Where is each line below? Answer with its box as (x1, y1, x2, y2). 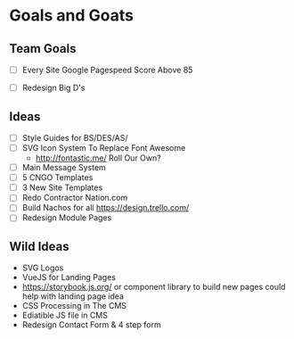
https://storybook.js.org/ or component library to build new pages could (21, 282, 286, 293)
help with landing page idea (21, 291, 125, 302)
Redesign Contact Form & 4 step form (21, 319, 162, 330)
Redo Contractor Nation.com (21, 193, 128, 203)
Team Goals (9, 41, 77, 56)
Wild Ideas (9, 238, 69, 254)
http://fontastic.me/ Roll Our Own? (35, 153, 162, 163)
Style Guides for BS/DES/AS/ (21, 132, 128, 143)
